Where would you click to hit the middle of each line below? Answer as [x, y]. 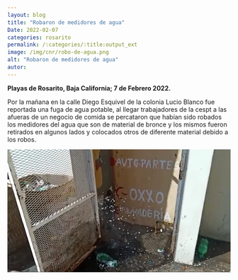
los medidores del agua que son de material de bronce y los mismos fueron [118, 124]
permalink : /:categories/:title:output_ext [73, 45]
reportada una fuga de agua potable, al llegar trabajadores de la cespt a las [117, 109]
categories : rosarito [39, 37]
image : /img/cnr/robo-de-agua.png [58, 52]
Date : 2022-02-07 [33, 30]
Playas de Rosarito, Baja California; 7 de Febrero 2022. [89, 88]
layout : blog [27, 15]
